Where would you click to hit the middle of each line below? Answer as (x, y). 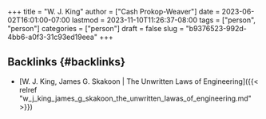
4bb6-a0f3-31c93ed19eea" (52, 37)
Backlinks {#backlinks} (66, 62)
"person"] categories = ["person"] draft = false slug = (96, 28)
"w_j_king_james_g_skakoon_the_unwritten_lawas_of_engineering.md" (135, 98)
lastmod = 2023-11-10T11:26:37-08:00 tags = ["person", (164, 20)
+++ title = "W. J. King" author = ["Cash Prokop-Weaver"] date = (114, 12)
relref (28, 89)
